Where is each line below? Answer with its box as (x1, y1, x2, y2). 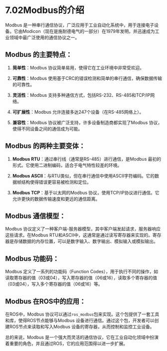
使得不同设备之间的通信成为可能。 (12, 126, 83, 132)
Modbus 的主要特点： (5, 50, 72, 59)
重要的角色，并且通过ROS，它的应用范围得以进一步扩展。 (9, 341, 128, 347)
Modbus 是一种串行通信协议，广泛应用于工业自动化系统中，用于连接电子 (5, 22, 155, 28)
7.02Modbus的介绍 (5, 4, 85, 16)
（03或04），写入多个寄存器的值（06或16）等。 (5, 281, 103, 287)
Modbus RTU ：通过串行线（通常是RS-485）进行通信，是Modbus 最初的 (12, 156, 161, 162)
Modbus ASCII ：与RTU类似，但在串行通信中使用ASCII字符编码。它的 (12, 173, 155, 178)
